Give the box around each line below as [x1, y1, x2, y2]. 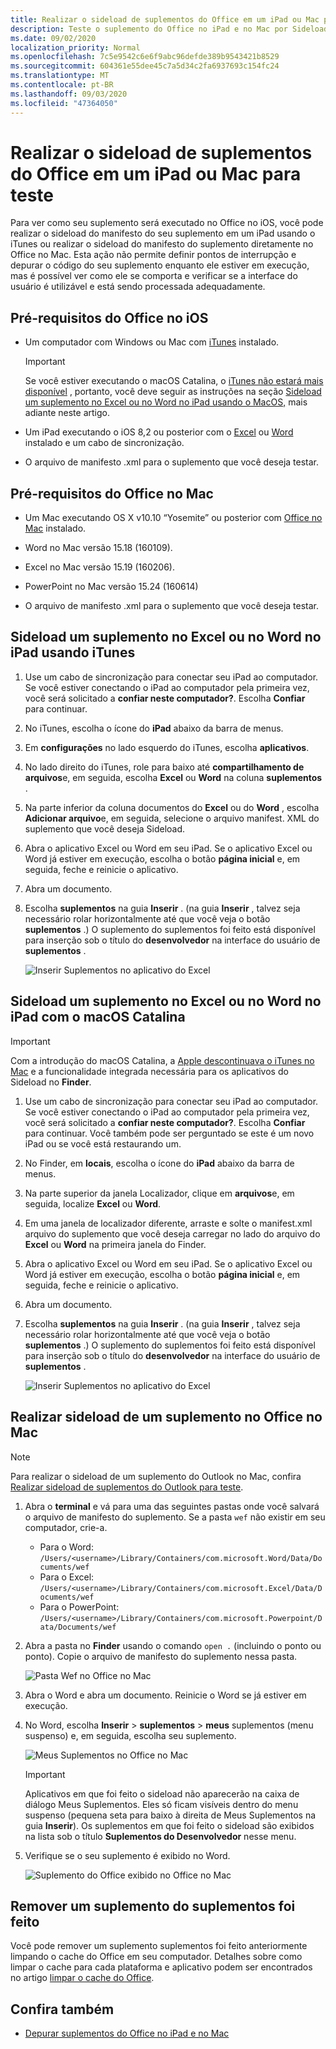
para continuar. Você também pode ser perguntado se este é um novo [24, 1127, 315, 1139]
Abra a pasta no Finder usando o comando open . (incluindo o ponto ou [24, 1639, 322, 1651]
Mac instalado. [24, 522, 87, 535]
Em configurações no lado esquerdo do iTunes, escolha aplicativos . [24, 741, 310, 753]
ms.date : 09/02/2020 [10, 33, 97, 43]
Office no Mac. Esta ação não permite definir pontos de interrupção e [10, 249, 297, 261]
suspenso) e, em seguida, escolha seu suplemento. [24, 1729, 237, 1741]
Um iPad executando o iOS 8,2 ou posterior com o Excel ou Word [24, 426, 294, 438]
